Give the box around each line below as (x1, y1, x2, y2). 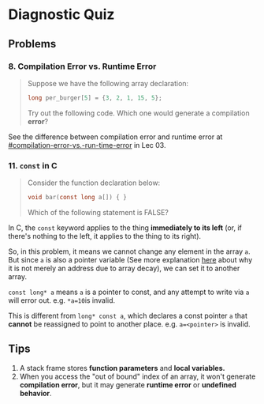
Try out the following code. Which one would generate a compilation (27, 108, 250, 118)
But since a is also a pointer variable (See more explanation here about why (8, 255, 253, 264)
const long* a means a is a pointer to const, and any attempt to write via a (8, 287, 250, 296)
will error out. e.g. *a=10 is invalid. (8, 295, 116, 305)
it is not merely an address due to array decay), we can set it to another (8, 263, 240, 273)
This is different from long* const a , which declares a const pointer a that (8, 311, 248, 320)
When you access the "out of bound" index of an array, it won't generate (19, 372, 256, 381)
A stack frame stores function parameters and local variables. (19, 363, 225, 372)
